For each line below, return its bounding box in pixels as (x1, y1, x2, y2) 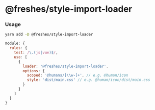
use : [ (14, 55, 27, 59)
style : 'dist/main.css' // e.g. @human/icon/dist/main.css (26, 78, 151, 82)
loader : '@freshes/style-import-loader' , (23, 64, 109, 69)
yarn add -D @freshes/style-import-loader (5, 32, 93, 37)
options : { (23, 68, 45, 73)
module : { (5, 41, 26, 46)
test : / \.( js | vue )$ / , (14, 50, 58, 55)
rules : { (9, 46, 27, 51)
